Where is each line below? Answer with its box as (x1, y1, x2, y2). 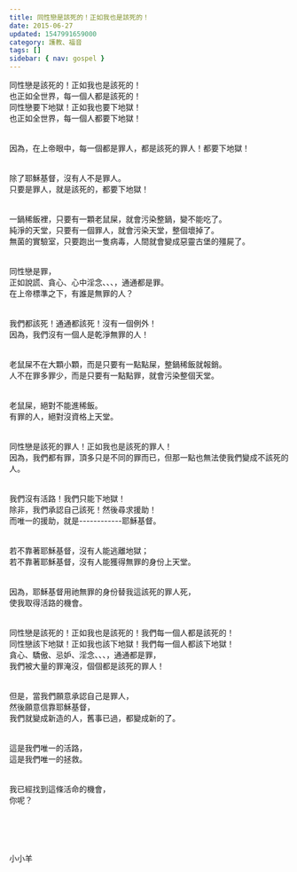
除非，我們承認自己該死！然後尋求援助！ (9, 505, 157, 515)
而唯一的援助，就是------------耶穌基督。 (9, 515, 161, 526)
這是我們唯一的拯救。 (9, 754, 87, 764)
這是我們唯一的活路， (9, 742, 87, 753)
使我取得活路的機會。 (9, 598, 87, 608)
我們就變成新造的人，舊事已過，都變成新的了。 (9, 713, 180, 723)
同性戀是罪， (9, 266, 56, 276)
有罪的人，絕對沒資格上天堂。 (9, 412, 118, 421)
